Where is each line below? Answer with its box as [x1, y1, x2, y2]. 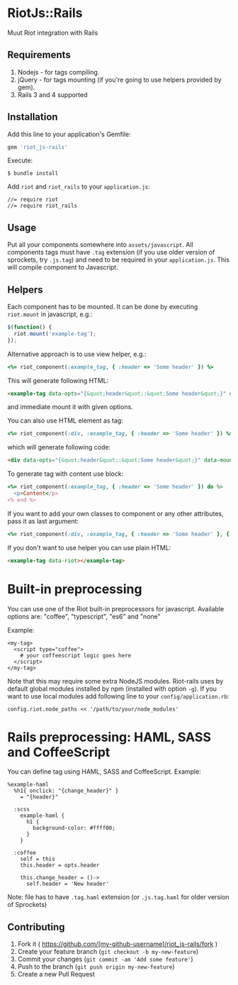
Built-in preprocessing [7, 581, 142, 597]
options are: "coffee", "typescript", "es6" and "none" [7, 612, 161, 621]
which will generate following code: [7, 443, 111, 452]
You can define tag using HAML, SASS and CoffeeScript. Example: [7, 767, 202, 776]
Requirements [7, 49, 71, 61]
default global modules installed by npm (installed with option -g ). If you [7, 684, 217, 693]
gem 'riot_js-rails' [7, 143, 69, 150]
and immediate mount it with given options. [7, 403, 133, 411]
